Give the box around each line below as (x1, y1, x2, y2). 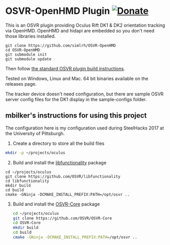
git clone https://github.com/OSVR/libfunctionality (5, 174, 121, 179)
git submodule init (5, 52, 47, 57)
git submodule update (5, 56, 52, 62)
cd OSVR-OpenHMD (5, 47, 40, 52)
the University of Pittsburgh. (5, 130, 65, 136)
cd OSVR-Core (12, 220, 41, 225)
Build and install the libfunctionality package (12, 159, 107, 165)
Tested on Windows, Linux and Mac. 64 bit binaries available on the (5, 75, 148, 82)
